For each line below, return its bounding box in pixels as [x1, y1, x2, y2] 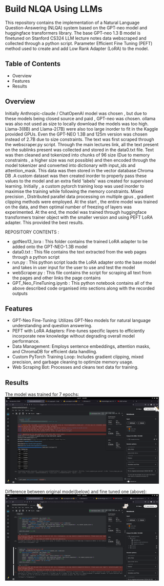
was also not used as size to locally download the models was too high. [5, 121, 149, 127]
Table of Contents [5, 60, 61, 68]
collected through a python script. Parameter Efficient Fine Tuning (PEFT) [5, 40, 153, 46]
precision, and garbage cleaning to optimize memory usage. [12, 359, 133, 365]
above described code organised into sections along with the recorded [12, 285, 155, 291]
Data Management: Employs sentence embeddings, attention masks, [12, 343, 151, 349]
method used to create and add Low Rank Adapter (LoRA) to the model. [5, 45, 149, 51]
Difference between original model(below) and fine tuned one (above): [5, 488, 147, 495]
